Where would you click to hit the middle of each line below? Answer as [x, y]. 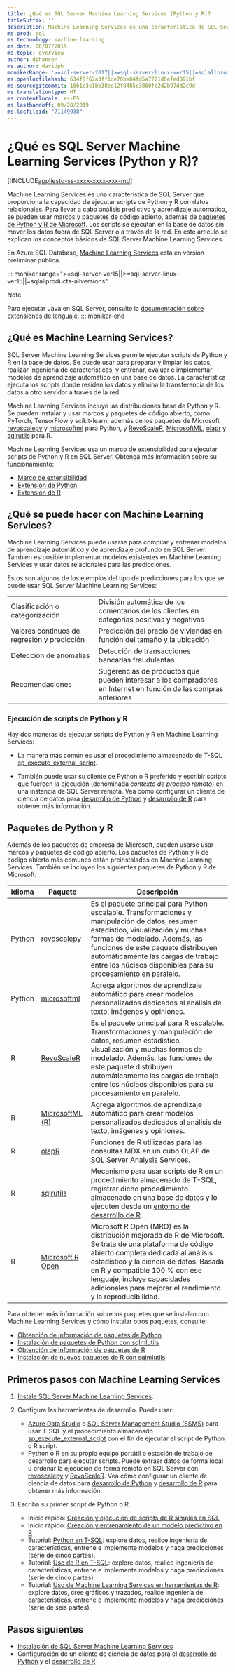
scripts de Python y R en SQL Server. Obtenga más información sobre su [112, 456]
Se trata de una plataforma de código [152, 1244]
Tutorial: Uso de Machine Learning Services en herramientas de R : [123, 1585]
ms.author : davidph [36, 66]
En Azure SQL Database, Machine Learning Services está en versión [106, 253]
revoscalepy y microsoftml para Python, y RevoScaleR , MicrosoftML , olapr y [117, 428]
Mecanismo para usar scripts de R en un [157, 1171]
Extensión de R [39, 493]
